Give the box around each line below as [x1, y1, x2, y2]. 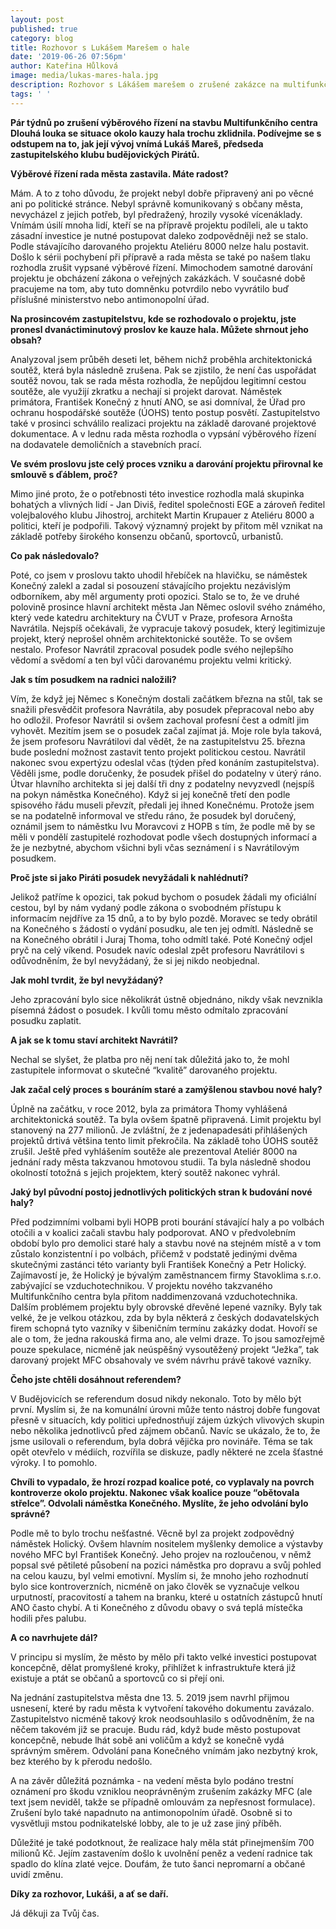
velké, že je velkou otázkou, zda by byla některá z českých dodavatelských [10, 1311, 320, 1323]
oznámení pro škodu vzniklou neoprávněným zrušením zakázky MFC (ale [10, 1785, 313, 1797]
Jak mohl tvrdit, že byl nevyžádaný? [10, 974, 164, 986]
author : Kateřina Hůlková [10, 61, 118, 71]
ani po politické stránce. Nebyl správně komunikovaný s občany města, [10, 197, 303, 210]
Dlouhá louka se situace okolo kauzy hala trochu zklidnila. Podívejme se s [10, 127, 322, 139]
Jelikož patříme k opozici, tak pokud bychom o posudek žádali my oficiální [10, 891, 317, 903]
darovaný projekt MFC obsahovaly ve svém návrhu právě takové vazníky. [10, 1354, 312, 1366]
